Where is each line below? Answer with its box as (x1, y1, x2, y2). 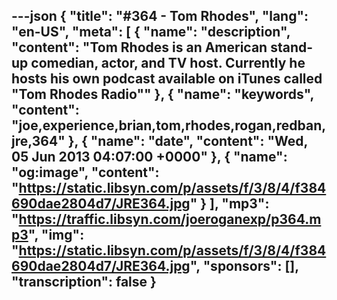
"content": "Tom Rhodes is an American (11, 39, 268, 56)
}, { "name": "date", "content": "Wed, (67, 133, 308, 150)
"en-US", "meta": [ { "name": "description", (11, 24, 291, 41)
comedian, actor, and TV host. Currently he (30, 55, 306, 72)
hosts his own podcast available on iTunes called (11, 70, 323, 88)
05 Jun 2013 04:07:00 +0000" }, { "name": (11, 149, 288, 166)
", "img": (27, 227, 85, 244)
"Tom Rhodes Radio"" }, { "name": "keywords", (11, 86, 314, 103)
